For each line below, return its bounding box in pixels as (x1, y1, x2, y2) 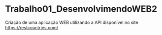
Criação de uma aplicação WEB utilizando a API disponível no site (5, 19, 139, 25)
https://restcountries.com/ (5, 24, 59, 30)
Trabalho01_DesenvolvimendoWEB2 (5, 3, 158, 15)
